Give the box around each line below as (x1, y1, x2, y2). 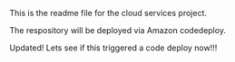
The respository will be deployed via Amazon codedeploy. (9, 25, 227, 35)
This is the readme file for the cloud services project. (9, 8, 207, 18)
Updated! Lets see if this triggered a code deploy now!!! (9, 42, 218, 53)
